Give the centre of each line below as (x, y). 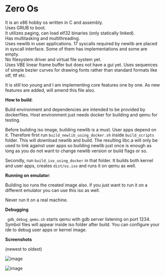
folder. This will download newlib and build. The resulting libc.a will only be (81, 140)
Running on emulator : (28, 175)
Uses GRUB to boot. (26, 27)
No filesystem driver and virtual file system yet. (53, 59)
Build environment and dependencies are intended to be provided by (75, 109)
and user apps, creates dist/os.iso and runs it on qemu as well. (71, 166)
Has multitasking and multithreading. (43, 38)
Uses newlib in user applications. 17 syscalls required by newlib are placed (81, 43)
